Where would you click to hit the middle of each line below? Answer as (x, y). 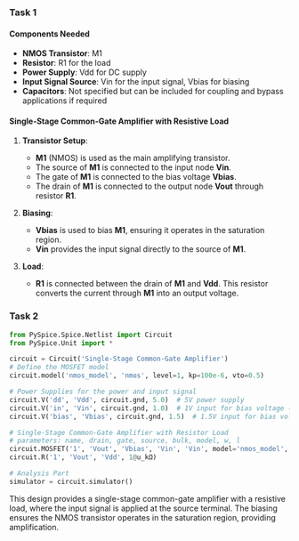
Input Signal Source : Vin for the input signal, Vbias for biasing (136, 82)
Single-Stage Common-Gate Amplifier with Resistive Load (119, 121)
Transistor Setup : (55, 141)
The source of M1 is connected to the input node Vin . (133, 167)
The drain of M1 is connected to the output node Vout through (149, 186)
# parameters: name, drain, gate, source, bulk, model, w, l (125, 441)
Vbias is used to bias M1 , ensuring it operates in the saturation (150, 230)
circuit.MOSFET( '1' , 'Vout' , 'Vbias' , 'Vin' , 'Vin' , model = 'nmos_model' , (149, 449)
